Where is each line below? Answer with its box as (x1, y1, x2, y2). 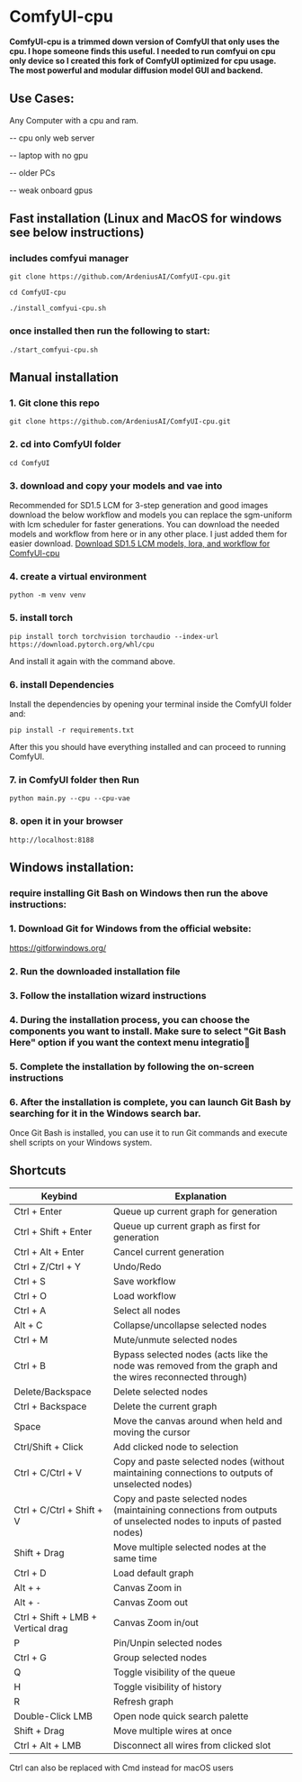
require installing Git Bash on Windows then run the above (9, 886, 269, 899)
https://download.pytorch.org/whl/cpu (9, 640, 155, 649)
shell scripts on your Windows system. (9, 1138, 153, 1148)
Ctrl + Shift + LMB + (13, 1611, 97, 1623)
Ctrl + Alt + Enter (13, 1246, 84, 1258)
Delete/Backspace (13, 1385, 92, 1398)
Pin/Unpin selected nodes (113, 1636, 223, 1649)
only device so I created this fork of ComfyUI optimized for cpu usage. (9, 55, 277, 66)
